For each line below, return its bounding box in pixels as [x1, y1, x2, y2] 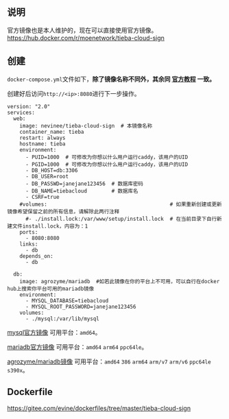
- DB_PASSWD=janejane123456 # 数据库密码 [25, 180, 144, 187]
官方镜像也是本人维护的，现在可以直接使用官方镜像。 [7, 26, 158, 34]
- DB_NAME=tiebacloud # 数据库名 [25, 187, 138, 194]
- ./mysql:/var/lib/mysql [25, 315, 99, 322]
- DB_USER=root [25, 173, 69, 180]
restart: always [19, 134, 67, 141]
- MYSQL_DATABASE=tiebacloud [25, 297, 109, 304]
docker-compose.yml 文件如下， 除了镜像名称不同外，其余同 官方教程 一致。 [7, 75, 216, 83]
